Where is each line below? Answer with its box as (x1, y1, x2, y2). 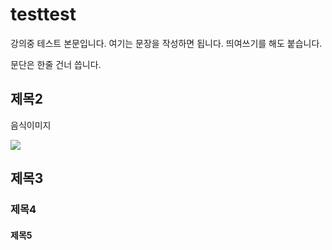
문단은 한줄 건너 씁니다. (10, 58, 102, 70)
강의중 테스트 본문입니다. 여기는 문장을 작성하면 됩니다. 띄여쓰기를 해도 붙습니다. (10, 37, 323, 49)
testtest (10, 3, 77, 26)
